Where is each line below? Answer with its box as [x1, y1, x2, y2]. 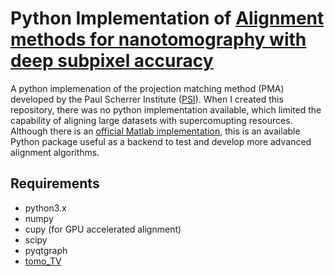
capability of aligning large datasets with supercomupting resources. [10, 114, 293, 126]
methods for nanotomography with [10, 28, 307, 51]
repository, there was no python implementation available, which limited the [10, 103, 322, 116]
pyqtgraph [24, 244, 68, 256]
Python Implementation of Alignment [10, 7, 325, 30]
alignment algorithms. [10, 146, 100, 158]
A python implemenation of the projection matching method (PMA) [10, 82, 285, 94]
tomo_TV [24, 255, 62, 267]
